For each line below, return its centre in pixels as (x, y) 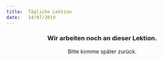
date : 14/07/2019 (31, 17)
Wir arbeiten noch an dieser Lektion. (102, 38)
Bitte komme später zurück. (102, 51)
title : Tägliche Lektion (39, 12)
